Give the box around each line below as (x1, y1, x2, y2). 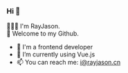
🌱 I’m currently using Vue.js (16, 50, 95, 58)
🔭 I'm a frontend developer (16, 43, 93, 51)
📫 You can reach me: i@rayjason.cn (16, 58, 121, 67)
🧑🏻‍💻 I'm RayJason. (6, 22, 60, 31)
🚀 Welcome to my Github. (6, 29, 79, 38)
